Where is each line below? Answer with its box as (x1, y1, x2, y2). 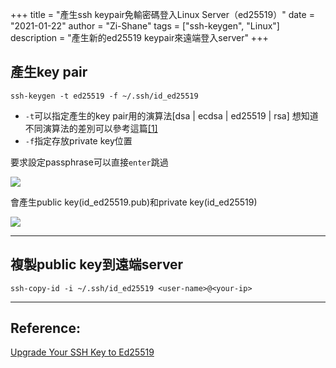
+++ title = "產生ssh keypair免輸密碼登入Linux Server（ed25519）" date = (10, 9, 315, 20)
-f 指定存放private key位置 (24, 134, 133, 147)
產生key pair (10, 64, 88, 81)
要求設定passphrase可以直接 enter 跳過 (10, 156, 169, 168)
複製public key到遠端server (10, 256, 184, 273)
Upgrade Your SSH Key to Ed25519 (10, 346, 155, 358)
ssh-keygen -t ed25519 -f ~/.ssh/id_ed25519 (10, 91, 199, 101)
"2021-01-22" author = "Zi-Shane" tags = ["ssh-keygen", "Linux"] (10, 20, 280, 32)
